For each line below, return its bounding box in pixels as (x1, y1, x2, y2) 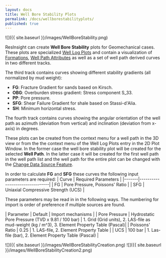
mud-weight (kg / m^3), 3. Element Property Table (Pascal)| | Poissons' (5, 222, 150, 228)
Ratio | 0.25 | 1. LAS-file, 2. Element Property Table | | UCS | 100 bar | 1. (5, 227, 150, 233)
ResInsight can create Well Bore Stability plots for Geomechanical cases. (5, 44, 155, 50)
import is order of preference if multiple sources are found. (5, 202, 125, 208)
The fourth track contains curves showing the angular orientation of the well (5, 115, 161, 121)
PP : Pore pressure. (12, 95, 51, 101)
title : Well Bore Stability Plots (5, 12, 77, 17)
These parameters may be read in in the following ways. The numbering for (5, 197, 159, 203)
